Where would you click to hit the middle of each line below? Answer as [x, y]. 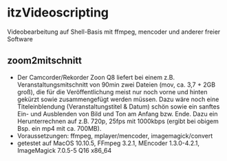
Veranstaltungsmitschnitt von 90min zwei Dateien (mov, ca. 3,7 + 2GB [116, 85]
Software [20, 39]
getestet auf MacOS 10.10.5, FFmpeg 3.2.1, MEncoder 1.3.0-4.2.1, [108, 143]
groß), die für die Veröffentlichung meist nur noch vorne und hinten [112, 92]
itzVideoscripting [58, 13]
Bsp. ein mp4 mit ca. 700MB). [59, 128]
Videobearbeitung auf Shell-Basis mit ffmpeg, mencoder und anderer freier [114, 32]
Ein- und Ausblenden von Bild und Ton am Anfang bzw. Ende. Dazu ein [117, 114]
